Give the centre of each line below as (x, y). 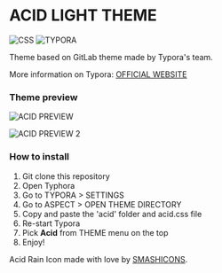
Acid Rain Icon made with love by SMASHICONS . (99, 259)
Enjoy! (33, 242)
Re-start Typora (51, 223)
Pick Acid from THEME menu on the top (95, 232)
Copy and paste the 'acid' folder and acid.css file (112, 214)
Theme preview (44, 97)
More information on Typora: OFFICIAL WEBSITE (98, 74)
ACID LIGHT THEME (83, 16)
